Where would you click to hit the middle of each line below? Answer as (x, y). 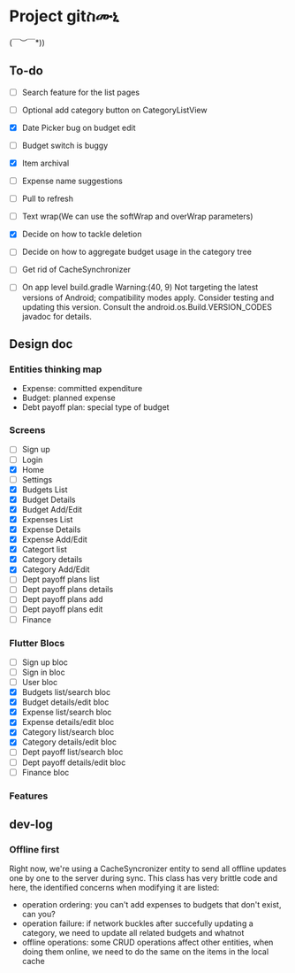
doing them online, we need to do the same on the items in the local (145, 952)
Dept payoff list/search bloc (72, 752)
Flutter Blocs (37, 643)
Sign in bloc (43, 672)
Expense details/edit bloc (68, 722)
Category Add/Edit (56, 569)
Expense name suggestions (72, 181)
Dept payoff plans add (62, 599)
